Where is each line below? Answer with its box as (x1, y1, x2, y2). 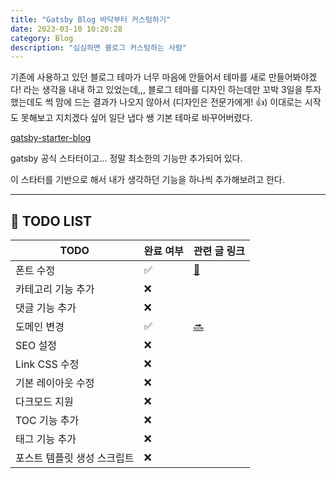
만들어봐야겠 (268, 71, 318, 83)
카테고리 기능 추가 (15, 282, 95, 296)
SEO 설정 (15, 339, 57, 353)
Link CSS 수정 (15, 357, 80, 371)
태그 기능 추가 (15, 432, 77, 446)
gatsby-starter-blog (10, 132, 92, 144)
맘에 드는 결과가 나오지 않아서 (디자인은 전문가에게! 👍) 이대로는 (55, 96, 303, 108)
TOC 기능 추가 (15, 414, 80, 428)
